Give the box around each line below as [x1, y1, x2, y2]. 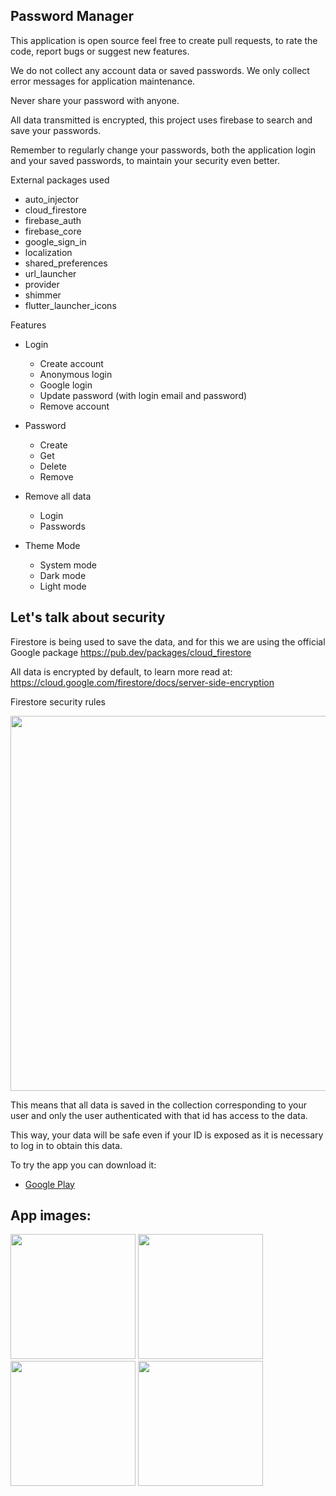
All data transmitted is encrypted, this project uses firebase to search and [10, 114, 313, 126]
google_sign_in [24, 235, 87, 248]
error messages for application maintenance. [10, 75, 196, 87]
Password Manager [10, 8, 135, 25]
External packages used [10, 174, 110, 186]
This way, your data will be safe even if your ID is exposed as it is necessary [10, 1129, 324, 1141]
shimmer [24, 289, 62, 301]
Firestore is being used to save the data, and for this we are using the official [10, 635, 326, 648]
